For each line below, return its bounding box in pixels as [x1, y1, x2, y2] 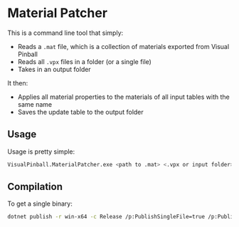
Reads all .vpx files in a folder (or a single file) [17, 57, 152, 65]
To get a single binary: [7, 199, 73, 208]
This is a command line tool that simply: [7, 28, 124, 37]
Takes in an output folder [17, 65, 91, 73]
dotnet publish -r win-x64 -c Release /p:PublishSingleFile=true [7, 213, 205, 221]
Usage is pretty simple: [7, 147, 75, 156]
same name [17, 100, 52, 108]
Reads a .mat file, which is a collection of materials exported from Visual [17, 42, 230, 51]
